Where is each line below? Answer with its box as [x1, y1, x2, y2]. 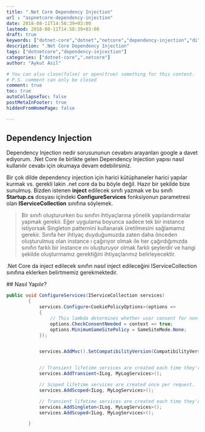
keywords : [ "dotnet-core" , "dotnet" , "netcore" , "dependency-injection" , [6, 37, 190, 43]
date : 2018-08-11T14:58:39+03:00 [6, 20, 92, 26]
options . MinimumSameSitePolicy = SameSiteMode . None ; [49, 326, 187, 333]
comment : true [6, 82, 43, 88]
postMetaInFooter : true [6, 99, 67, 106]
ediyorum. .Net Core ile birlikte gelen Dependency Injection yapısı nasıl [6, 156, 184, 163]
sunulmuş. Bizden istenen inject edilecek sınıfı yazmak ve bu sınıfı [6, 187, 173, 194]
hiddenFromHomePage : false [6, 105, 75, 111]
